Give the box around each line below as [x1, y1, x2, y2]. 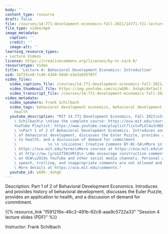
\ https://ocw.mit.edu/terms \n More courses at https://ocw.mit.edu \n [14, 147, 162, 152]
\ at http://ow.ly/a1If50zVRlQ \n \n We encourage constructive [14, 151, 146, 156]
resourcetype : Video [5, 63, 48, 68]
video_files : [5, 77, 32, 82]
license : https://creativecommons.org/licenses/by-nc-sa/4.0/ [5, 58, 137, 63]
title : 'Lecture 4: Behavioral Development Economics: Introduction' [5, 68, 153, 73]
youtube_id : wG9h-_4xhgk [9, 170, 61, 175]
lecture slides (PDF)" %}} [5, 214, 57, 220]
